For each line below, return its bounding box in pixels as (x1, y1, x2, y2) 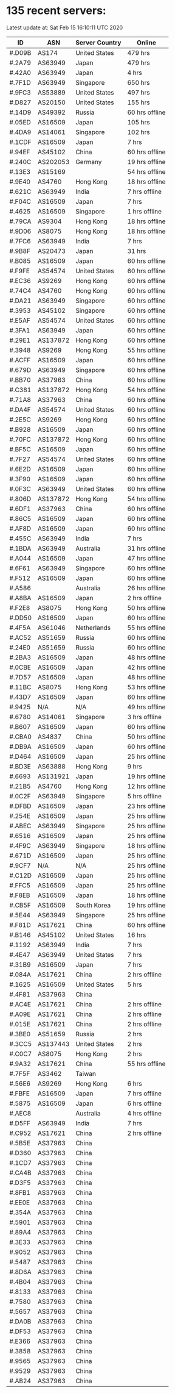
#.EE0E (9, 1198, 30, 1206)
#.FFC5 (9, 881, 31, 889)
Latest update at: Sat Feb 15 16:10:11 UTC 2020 (6, 24, 123, 31)
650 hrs (127, 78, 150, 87)
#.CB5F (9, 901, 32, 909)
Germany (75, 157, 102, 166)
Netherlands (75, 623, 111, 632)
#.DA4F (9, 405, 32, 414)
